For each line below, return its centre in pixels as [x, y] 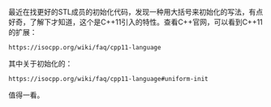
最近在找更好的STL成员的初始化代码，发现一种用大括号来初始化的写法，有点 [136, 12]
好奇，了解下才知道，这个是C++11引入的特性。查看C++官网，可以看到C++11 [136, 22]
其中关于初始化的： [41, 64]
